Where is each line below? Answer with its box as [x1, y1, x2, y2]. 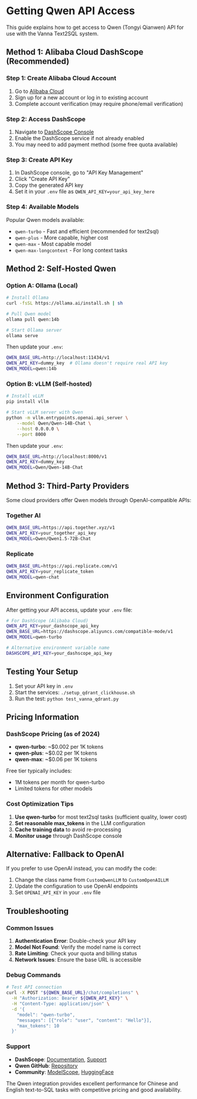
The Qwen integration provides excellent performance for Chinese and [6, 1079, 179, 1087]
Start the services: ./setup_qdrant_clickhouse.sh [14, 689, 135, 696]
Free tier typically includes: [6, 767, 72, 774]
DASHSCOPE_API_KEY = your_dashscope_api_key [6, 650, 112, 656]
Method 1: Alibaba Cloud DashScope [6, 47, 144, 57]
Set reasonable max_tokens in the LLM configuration [14, 819, 146, 826]
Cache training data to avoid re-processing [14, 826, 121, 833]
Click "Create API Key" [14, 176, 70, 183]
